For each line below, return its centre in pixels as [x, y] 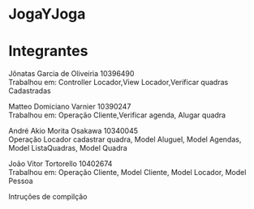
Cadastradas [30, 91]
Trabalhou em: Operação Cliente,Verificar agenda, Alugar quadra [117, 115]
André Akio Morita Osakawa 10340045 [73, 131]
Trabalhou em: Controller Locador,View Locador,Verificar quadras [118, 83]
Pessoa [21, 181]
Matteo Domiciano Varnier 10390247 [70, 107]
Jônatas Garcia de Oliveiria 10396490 [71, 74]
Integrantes [48, 51]
